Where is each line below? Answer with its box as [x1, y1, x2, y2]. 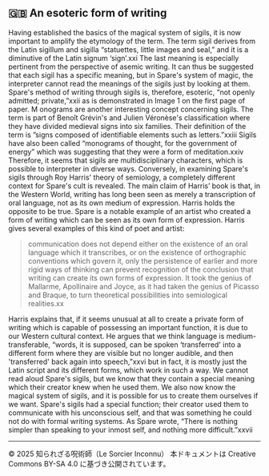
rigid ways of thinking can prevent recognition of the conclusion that [27, 264, 254, 274]
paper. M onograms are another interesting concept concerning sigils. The [8, 104, 254, 114]
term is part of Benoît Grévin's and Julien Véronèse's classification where [8, 112, 251, 123]
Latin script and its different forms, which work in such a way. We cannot [8, 365, 249, 375]
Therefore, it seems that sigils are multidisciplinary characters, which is [8, 155, 243, 165]
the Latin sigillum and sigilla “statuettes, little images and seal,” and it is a [8, 44, 249, 54]
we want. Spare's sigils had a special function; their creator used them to [8, 399, 249, 409]
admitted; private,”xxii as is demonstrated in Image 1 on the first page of [8, 95, 246, 105]
